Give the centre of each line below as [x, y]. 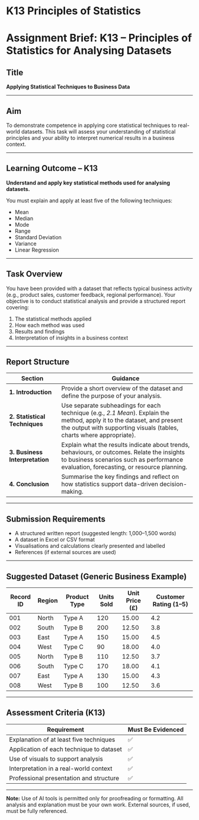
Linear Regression [37, 250]
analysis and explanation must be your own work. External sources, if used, [98, 805]
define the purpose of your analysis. [111, 396]
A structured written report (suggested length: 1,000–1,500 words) [95, 533]
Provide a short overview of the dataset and [122, 389]
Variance [25, 243]
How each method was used [49, 325]
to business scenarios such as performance [122, 460]
